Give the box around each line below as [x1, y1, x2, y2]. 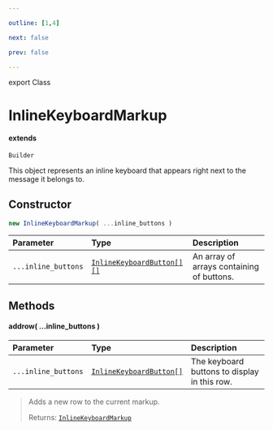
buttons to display [190, 366, 260, 377]
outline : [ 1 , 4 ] [8, 19, 60, 27]
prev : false [8, 48, 49, 57]
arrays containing [192, 261, 260, 273]
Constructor [8, 198, 71, 212]
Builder [8, 151, 35, 159]
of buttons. [192, 271, 234, 282]
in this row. [190, 376, 233, 388]
